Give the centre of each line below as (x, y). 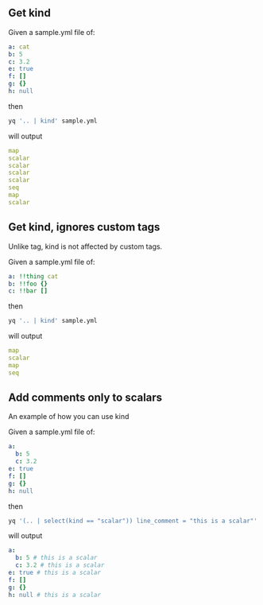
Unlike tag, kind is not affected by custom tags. (85, 246)
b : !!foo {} (28, 284)
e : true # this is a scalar (55, 573)
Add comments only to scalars (85, 398)
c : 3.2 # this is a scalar (60, 565)
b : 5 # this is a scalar (56, 558)
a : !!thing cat (33, 276)
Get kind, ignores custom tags (84, 227)
